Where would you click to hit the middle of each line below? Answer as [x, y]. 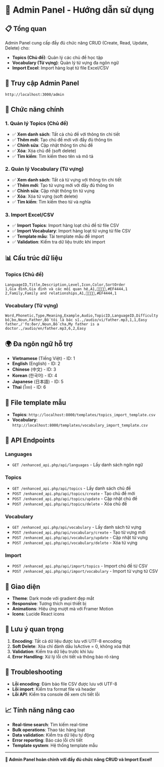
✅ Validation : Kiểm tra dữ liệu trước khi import [59, 242]
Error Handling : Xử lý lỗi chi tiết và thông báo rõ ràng [66, 656]
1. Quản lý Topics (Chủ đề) [37, 123]
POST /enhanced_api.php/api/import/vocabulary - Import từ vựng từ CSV [85, 571]
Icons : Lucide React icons [38, 614]
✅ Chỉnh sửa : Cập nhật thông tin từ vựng [53, 191]
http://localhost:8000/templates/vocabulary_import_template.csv [80, 425]
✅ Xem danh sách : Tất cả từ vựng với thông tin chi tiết [67, 180]
